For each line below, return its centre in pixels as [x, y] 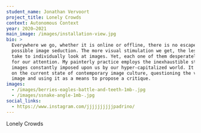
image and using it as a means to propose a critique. [81, 78]
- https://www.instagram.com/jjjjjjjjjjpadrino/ [73, 106]
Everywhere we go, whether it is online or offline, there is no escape [104, 46]
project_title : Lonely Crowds [44, 17]
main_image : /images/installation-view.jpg [61, 34]
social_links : [24, 101]
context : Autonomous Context [42, 23]
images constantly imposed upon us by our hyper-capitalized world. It [103, 67]
